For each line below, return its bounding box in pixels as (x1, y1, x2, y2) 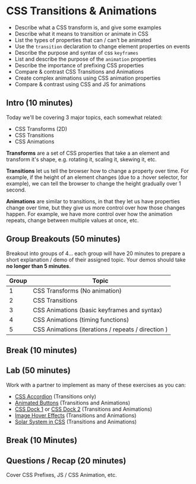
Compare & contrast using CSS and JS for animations (14, 80, 146, 87)
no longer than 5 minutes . (6, 262, 71, 269)
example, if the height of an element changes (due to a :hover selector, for (6, 174, 188, 181)
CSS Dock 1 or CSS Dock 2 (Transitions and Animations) (14, 406, 153, 413)
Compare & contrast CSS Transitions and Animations (14, 68, 144, 75)
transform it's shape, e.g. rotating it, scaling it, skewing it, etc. (6, 156, 157, 163)
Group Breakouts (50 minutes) (6, 234, 121, 244)
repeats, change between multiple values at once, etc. (6, 216, 139, 224)
